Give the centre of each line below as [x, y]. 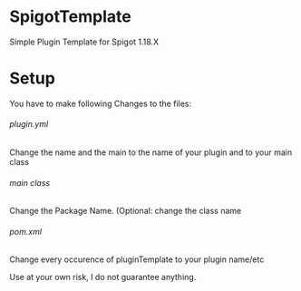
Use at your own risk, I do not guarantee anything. [103, 277]
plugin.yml [29, 124]
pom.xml [26, 231]
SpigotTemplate [70, 17]
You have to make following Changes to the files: [101, 103]
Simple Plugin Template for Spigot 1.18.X [84, 42]
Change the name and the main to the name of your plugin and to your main [151, 152]
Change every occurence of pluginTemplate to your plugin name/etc [137, 259]
